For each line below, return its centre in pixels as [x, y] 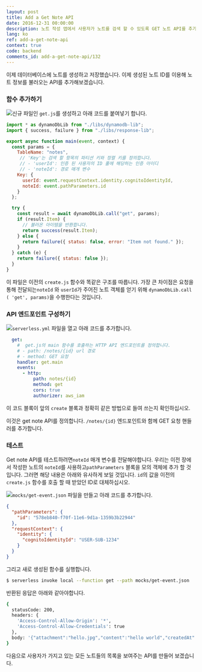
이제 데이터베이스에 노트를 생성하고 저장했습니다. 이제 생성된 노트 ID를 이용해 [96, 74]
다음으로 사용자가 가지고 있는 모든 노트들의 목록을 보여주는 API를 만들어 [90, 655]
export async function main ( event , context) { [66, 141]
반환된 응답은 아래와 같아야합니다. [46, 593]
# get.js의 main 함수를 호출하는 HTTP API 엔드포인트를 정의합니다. [94, 345]
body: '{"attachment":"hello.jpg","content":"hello [78, 638]
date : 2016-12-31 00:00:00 [40, 23]
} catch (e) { [29, 253]
